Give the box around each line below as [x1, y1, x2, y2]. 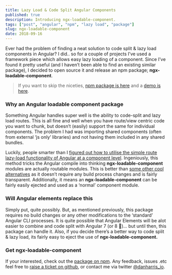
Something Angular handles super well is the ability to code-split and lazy [5, 112, 161, 118]
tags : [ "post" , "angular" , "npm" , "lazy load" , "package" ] [5, 22, 135, 27]
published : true [5, 12, 40, 17]
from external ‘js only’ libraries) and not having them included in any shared [5, 134, 165, 140]
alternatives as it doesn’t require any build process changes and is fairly [5, 171, 158, 177]
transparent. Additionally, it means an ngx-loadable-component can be [5, 177, 158, 183]
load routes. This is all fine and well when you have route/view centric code [5, 118, 165, 124]
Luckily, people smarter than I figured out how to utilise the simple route [5, 150, 158, 156]
